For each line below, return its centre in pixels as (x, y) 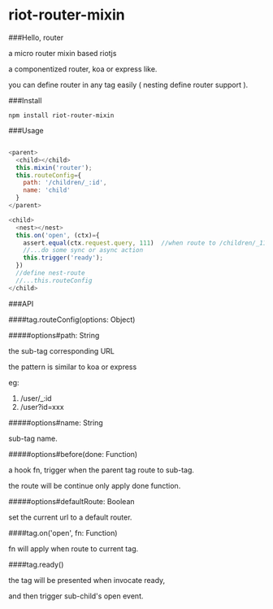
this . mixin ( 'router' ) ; (54, 167)
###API (21, 303)
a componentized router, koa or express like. (83, 69)
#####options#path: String (54, 335)
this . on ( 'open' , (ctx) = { (58, 235)
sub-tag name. (33, 438)
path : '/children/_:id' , (65, 183)
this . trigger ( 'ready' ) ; (63, 258)
